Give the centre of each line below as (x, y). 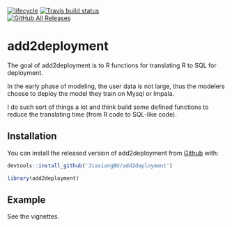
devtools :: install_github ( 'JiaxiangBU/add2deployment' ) (90, 166)
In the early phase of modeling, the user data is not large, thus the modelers (116, 86)
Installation (32, 136)
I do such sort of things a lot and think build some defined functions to (108, 107)
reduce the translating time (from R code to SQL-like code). (92, 114)
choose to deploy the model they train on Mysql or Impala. (91, 93)
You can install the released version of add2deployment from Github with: (113, 153)
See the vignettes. (33, 217)
